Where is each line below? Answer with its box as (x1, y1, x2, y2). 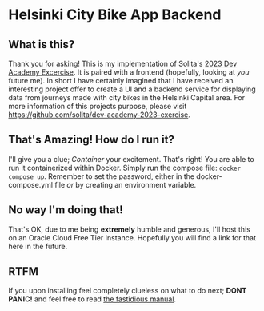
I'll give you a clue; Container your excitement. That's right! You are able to (8, 154, 254, 164)
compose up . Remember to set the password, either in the (8, 171, 194, 181)
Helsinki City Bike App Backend (8, 6, 222, 24)
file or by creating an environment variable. (54, 180, 197, 189)
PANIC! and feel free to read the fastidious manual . (8, 294, 177, 304)
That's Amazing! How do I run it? (8, 133, 174, 147)
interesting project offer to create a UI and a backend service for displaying (8, 84, 256, 94)
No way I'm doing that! (8, 203, 124, 217)
